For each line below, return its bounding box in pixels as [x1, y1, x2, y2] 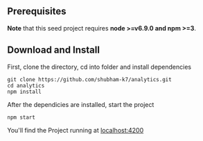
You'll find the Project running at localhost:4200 [7, 126, 144, 134]
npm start [7, 114, 36, 121]
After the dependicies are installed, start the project [7, 100, 155, 108]
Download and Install [7, 44, 100, 56]
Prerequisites [7, 6, 67, 17]
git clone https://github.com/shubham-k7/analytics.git [7, 76, 172, 83]
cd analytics [7, 82, 45, 89]
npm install [7, 88, 42, 95]
